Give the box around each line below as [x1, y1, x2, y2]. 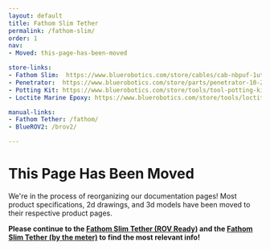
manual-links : [8, 108, 56, 117]
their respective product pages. [8, 208, 112, 218]
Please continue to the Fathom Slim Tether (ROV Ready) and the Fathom [8, 223, 253, 233]
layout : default [8, 11, 63, 20]
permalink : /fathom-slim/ [8, 27, 95, 35]
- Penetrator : [8, 78, 56, 87]
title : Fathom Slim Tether [8, 19, 99, 27]
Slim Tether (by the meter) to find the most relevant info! [8, 232, 201, 242]
